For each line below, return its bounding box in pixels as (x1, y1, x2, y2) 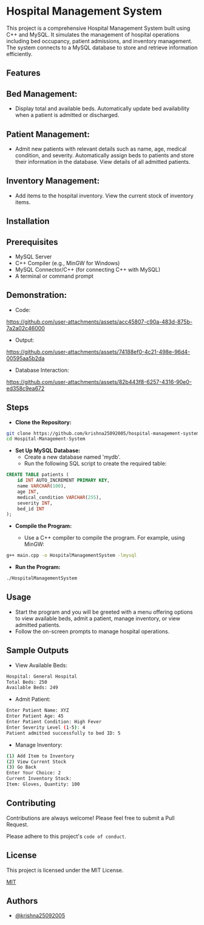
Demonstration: (6, 290, 67, 300)
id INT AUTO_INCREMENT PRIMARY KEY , (17, 477, 110, 484)
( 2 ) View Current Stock (6, 759, 67, 765)
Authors (6, 896, 38, 906)
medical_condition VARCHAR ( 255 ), (17, 494, 102, 500)
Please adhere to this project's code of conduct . (6, 832, 126, 840)
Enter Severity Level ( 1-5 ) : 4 (6, 724, 86, 731)
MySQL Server (15, 253, 52, 260)
